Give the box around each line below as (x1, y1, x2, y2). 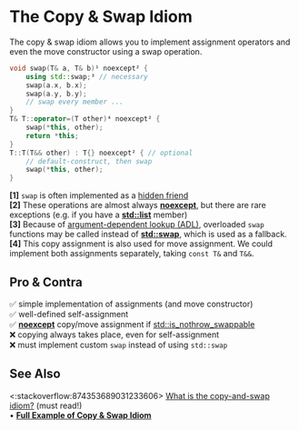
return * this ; (25, 131, 79, 140)
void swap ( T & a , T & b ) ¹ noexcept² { (9, 64, 148, 73)
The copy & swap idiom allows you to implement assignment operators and (9, 36, 291, 47)
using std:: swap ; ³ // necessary (25, 72, 148, 81)
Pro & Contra (9, 275, 84, 290)
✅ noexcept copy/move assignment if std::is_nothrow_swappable (9, 319, 255, 329)
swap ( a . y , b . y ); (25, 89, 88, 98)
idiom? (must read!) (9, 400, 83, 411)
